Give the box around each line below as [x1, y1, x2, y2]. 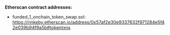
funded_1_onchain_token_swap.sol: [12, 14, 86, 19]
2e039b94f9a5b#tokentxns [12, 24, 71, 30]
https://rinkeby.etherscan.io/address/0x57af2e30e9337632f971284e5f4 [12, 19, 165, 25]
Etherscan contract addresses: [5, 4, 72, 10]
